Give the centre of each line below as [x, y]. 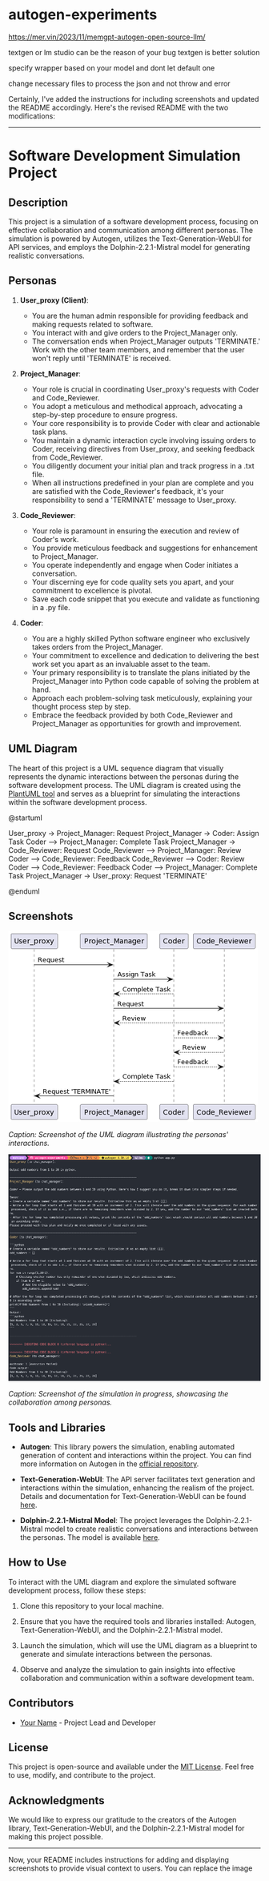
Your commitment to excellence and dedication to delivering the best [145, 655]
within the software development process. [78, 802]
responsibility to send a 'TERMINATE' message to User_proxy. [134, 500]
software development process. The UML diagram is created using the [125, 785]
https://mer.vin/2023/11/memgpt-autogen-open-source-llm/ [107, 37]
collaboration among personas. [60, 1402]
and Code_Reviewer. [66, 397]
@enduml [24, 891]
